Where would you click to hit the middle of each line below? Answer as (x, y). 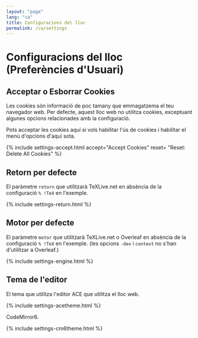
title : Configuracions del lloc (46, 22)
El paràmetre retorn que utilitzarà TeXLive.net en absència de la (84, 187)
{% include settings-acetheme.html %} (54, 305)
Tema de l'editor (37, 280)
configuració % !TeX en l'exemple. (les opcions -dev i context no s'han (91, 243)
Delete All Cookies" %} (34, 154)
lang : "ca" (20, 17)
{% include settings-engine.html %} (50, 261)
